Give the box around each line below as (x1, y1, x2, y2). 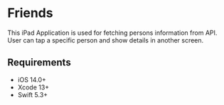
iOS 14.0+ (17, 75, 46, 84)
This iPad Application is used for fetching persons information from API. (7, 28, 218, 37)
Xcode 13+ (17, 83, 50, 92)
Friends (7, 5, 53, 21)
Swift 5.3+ (17, 90, 48, 99)
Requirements (7, 57, 71, 69)
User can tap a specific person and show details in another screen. (7, 35, 204, 44)
